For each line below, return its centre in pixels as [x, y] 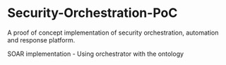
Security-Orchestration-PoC [93, 13]
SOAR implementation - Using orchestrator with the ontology [96, 54]
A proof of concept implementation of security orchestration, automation [113, 32]
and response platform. [41, 40]
